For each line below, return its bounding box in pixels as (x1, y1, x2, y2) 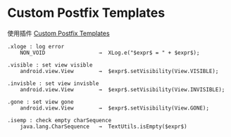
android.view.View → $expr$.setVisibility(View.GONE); (20, 104, 210, 112)
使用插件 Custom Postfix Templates (7, 29, 111, 37)
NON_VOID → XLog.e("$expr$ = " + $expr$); (20, 49, 200, 56)
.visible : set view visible (7, 61, 93, 68)
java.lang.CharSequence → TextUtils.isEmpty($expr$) (20, 123, 188, 130)
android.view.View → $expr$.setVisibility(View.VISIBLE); (20, 67, 219, 74)
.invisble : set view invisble (7, 79, 99, 87)
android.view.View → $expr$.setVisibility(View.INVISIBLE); (20, 86, 225, 93)
